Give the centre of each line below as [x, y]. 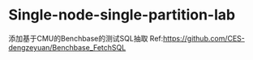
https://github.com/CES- [204, 38]
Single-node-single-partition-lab [122, 15]
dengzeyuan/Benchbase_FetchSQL [67, 47]
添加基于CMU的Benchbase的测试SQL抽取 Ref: [86, 38]
